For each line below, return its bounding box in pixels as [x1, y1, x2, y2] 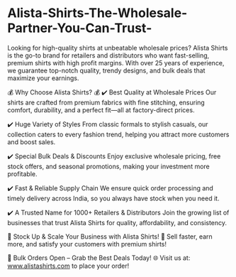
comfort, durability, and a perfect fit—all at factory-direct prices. [7, 105, 195, 114]
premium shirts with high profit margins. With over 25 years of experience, [7, 58, 225, 67]
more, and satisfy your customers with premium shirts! [7, 239, 167, 248]
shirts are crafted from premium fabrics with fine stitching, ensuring [7, 98, 206, 107]
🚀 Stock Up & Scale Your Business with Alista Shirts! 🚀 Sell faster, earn [7, 232, 213, 241]
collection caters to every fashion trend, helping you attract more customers [7, 130, 230, 138]
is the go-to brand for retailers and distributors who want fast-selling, [7, 51, 210, 60]
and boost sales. [7, 137, 56, 146]
